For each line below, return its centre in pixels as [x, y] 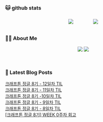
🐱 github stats [23, 8]
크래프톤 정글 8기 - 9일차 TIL [33, 102]
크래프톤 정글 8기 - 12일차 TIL [34, 83]
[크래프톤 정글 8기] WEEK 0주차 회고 [41, 115]
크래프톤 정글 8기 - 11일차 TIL [33, 90]
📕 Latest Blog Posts [29, 72]
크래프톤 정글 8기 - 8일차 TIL [33, 108]
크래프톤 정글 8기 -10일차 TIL [33, 96]
